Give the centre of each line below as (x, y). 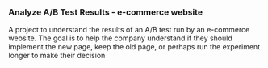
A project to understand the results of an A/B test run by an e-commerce (129, 30)
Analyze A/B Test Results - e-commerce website (106, 12)
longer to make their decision (57, 56)
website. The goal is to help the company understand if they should (120, 38)
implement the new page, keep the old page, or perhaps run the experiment (134, 47)
